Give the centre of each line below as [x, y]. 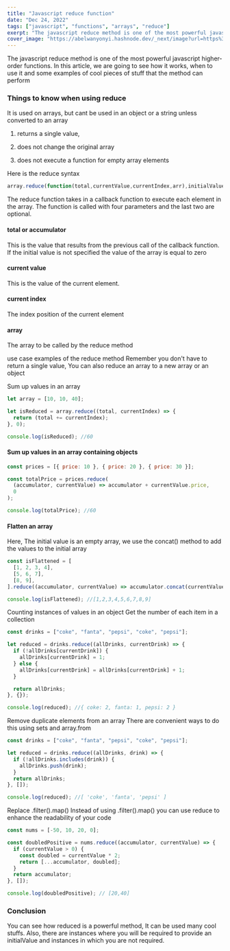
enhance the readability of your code [59, 818]
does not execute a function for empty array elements [93, 160]
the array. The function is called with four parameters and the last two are [111, 207]
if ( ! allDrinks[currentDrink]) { [61, 651]
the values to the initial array [47, 549]
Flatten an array [30, 526]
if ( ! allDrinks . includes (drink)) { [64, 759]
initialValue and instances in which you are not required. [86, 941]
